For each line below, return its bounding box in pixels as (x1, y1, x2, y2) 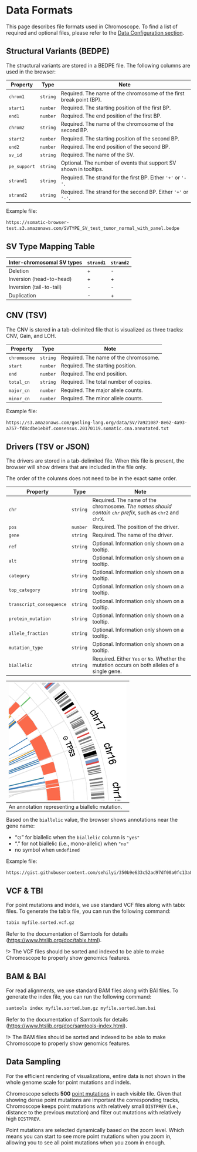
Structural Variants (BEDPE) (6, 46, 110, 56)
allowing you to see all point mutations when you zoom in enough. (6, 1138, 166, 1146)
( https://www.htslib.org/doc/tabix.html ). (6, 937, 102, 944)
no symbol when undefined (14, 846, 80, 853)
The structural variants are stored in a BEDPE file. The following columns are (6, 62, 191, 69)
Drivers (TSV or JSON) (6, 441, 90, 451)
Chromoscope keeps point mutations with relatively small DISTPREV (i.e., (6, 1103, 179, 1110)
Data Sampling (6, 1057, 61, 1067)
